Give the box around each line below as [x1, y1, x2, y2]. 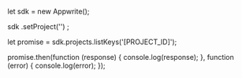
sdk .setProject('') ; [7, 22, 70, 31]
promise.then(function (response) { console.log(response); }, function [7, 53, 234, 61]
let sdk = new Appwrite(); [7, 7, 90, 16]
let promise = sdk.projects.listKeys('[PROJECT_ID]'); [7, 37, 177, 46]
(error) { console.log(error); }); [7, 61, 106, 70]
